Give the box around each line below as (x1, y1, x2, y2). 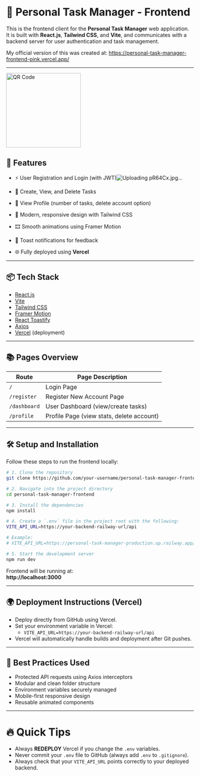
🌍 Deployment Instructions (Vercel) (6, 597, 143, 608)
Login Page (45, 383, 77, 392)
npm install (6, 508, 36, 514)
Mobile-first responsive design (14, 693, 90, 700)
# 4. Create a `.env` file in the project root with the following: (6, 518, 180, 524)
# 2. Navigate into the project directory (6, 486, 113, 492)
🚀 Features (6, 158, 47, 168)
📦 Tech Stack (6, 272, 60, 282)
